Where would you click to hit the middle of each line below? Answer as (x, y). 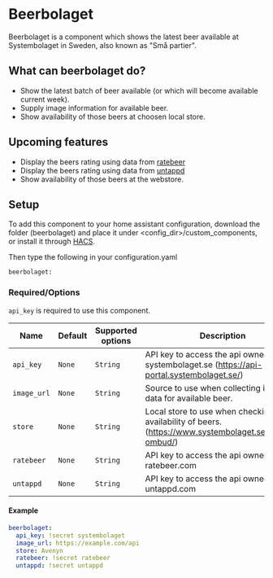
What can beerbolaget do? (77, 71)
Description (223, 335)
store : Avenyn (39, 550)
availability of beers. (183, 422)
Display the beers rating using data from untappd (102, 170)
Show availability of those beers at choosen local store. (113, 116)
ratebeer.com (171, 465)
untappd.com (171, 488)
